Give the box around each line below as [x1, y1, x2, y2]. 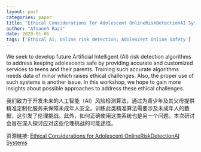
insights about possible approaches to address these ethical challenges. [6, 85, 184, 92]
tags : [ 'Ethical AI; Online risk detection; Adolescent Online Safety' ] [6, 37, 191, 42]
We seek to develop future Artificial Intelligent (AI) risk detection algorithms [6, 53, 191, 60]
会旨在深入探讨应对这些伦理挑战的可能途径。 [6, 120, 117, 126]
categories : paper [6, 14, 52, 20]
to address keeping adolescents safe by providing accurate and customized [6, 59, 193, 66]
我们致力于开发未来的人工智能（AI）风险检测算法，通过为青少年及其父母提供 [6, 97, 195, 104]
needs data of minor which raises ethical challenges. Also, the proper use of [6, 72, 194, 79]
